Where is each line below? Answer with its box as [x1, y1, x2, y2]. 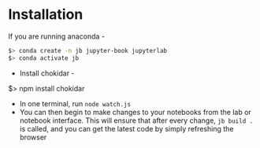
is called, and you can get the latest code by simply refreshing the [19, 124, 234, 133]
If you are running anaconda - [8, 31, 105, 41]
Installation [8, 6, 84, 24]
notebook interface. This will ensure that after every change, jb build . [19, 116, 254, 125]
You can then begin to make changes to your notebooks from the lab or [19, 107, 252, 117]
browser [19, 132, 47, 142]
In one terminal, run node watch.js [19, 98, 132, 108]
